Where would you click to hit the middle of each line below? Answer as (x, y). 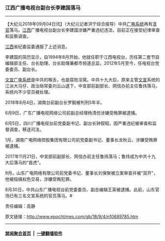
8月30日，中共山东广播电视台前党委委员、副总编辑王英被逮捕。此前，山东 (80, 189)
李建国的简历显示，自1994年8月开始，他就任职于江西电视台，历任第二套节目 (82, 57)
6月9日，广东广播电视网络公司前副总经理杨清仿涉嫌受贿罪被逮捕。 (72, 113)
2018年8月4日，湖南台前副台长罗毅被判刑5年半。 (55, 103)
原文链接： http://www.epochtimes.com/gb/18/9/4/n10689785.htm (72, 216)
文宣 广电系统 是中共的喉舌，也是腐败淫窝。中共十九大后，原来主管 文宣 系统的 (82, 80)
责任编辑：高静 (20, 206)
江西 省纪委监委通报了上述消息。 (37, 47)
